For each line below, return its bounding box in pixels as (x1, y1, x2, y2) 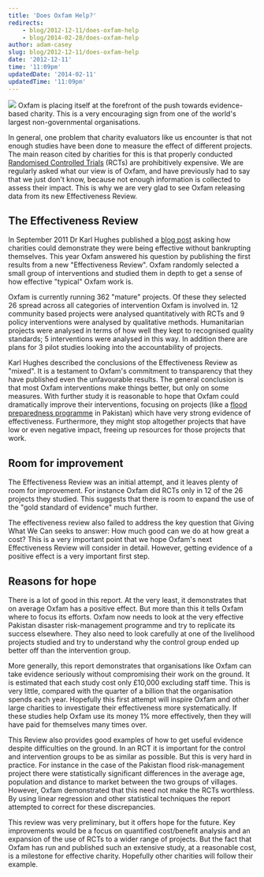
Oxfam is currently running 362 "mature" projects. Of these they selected (8, 292, 247, 302)
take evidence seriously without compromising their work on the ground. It (8, 669, 251, 679)
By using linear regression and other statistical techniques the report (8, 793, 231, 803)
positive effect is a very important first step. (8, 551, 150, 561)
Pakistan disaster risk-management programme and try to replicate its (8, 620, 236, 630)
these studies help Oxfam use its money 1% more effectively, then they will (8, 711, 251, 721)
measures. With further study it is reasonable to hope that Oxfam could (8, 392, 239, 401)
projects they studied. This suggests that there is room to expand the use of (8, 495, 255, 504)
